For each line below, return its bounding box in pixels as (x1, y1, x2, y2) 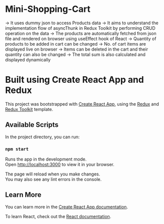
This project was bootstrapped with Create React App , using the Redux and (5, 101, 160, 107)
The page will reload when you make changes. (5, 171, 101, 177)
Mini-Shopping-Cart (5, 3, 91, 15)
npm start (5, 146, 29, 152)
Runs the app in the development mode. (5, 156, 87, 162)
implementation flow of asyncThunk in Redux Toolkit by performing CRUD (5, 25, 156, 31)
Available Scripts (5, 120, 58, 129)
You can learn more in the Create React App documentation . (5, 204, 128, 210)
